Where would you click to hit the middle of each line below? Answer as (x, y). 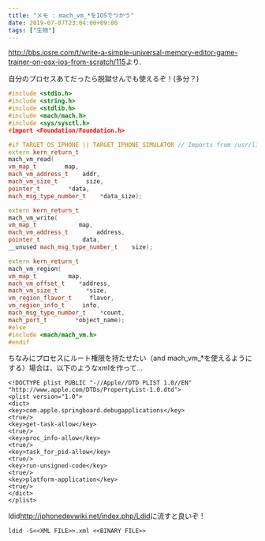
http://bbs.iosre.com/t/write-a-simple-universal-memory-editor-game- (123, 53)
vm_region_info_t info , (54, 306)
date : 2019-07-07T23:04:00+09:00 (63, 23)
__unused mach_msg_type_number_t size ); (81, 247)
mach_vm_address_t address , (67, 233)
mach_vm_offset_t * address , (60, 284)
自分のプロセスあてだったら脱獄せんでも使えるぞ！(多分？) (104, 79)
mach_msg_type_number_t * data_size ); (76, 196)
